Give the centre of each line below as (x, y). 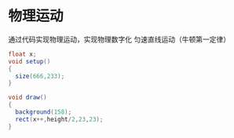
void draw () (27, 98)
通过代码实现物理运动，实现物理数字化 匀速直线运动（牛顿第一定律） (119, 39)
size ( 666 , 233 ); (40, 76)
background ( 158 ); (44, 112)
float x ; (22, 54)
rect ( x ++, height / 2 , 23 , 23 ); (59, 119)
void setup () (29, 61)
